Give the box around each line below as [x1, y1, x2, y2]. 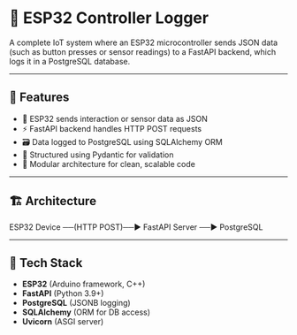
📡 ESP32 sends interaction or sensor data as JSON [21, 113, 208, 124]
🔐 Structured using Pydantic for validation [21, 149, 174, 160]
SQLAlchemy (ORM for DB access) [21, 307, 151, 317]
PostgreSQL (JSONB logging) [21, 298, 131, 308]
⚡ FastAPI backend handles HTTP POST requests [21, 123, 202, 133]
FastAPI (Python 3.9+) [21, 288, 104, 299]
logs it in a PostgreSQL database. [9, 56, 131, 66]
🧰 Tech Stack [9, 255, 83, 270]
